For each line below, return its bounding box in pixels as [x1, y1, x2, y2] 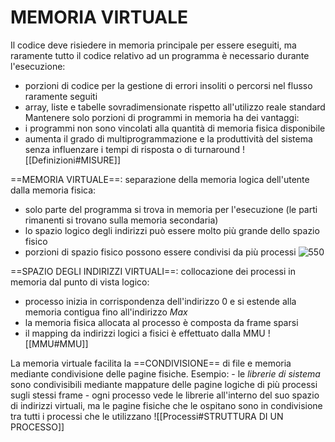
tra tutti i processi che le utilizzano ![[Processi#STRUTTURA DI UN [10, 410, 284, 422]
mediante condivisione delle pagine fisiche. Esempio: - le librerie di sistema [10, 367, 321, 380]
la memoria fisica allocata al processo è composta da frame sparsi [24, 316, 299, 328]
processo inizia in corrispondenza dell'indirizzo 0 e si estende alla [24, 295, 297, 307]
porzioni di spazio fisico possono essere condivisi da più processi [24, 246, 297, 258]
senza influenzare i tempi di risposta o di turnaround [24, 143, 241, 155]
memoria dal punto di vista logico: [10, 276, 150, 288]
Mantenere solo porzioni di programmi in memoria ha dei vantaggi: [24, 111, 300, 123]
